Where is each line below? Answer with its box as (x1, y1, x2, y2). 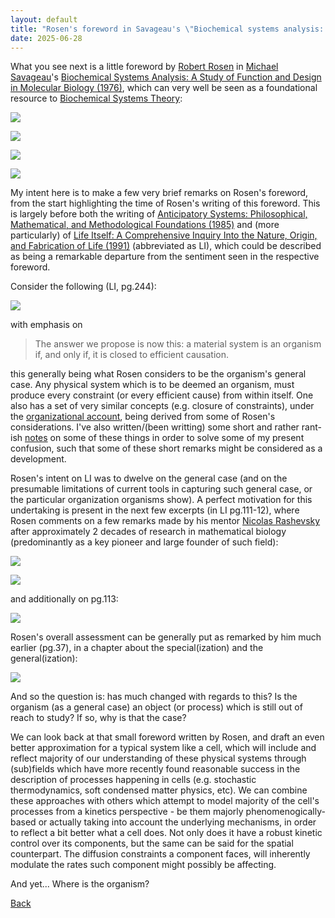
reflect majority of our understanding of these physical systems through (10, 752, 307, 765)
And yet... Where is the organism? (10, 878, 150, 890)
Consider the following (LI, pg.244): (10, 281, 157, 293)
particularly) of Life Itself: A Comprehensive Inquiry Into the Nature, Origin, (10, 229, 318, 241)
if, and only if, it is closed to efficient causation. (34, 349, 230, 361)
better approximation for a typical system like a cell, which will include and (10, 742, 317, 754)
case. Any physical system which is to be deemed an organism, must (10, 379, 295, 391)
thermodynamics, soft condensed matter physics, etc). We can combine (10, 784, 308, 796)
